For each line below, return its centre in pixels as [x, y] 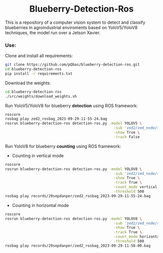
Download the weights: [28, 83]
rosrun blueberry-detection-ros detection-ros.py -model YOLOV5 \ [73, 124]
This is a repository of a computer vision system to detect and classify [75, 22]
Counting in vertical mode [38, 156]
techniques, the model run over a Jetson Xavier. [53, 32]
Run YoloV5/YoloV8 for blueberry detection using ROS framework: [72, 106]
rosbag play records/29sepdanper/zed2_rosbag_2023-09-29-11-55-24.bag [78, 196]
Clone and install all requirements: [39, 56]
